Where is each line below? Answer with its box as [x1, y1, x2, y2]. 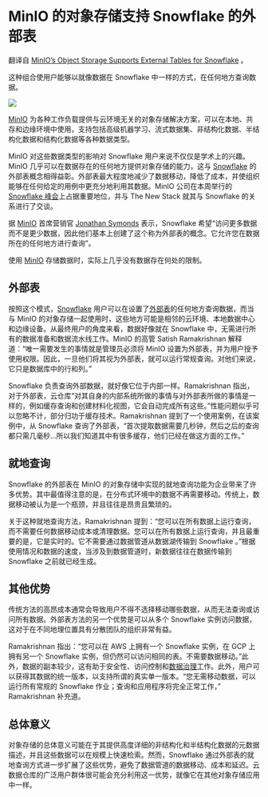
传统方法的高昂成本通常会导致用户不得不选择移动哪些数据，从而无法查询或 [8, 605, 253, 615]
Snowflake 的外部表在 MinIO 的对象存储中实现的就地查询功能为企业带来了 [8, 479, 250, 489]
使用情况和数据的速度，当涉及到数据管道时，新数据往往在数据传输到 [8, 546, 232, 556]
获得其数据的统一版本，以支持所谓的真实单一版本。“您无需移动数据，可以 [14, 671, 257, 681]
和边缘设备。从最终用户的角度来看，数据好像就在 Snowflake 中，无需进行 [8, 323, 250, 333]
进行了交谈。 [14, 201, 57, 210]
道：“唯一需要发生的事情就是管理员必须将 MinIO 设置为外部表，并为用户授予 [8, 343, 258, 353]
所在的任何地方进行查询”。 [8, 238, 96, 248]
